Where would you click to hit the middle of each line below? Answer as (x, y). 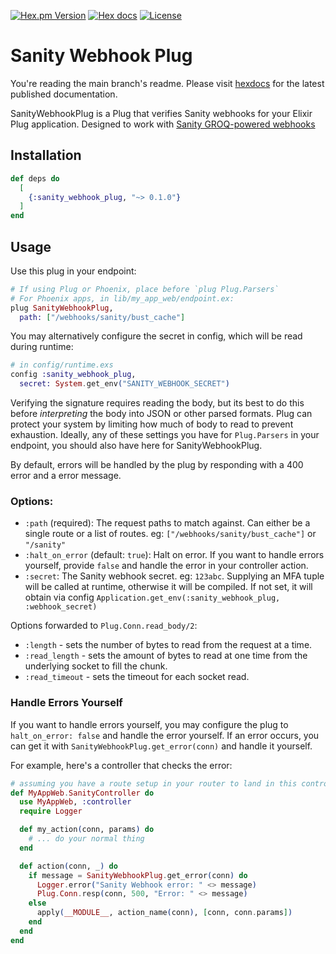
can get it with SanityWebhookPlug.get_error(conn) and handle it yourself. (161, 746)
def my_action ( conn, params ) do (87, 830)
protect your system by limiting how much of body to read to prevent (152, 424)
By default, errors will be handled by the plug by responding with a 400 (157, 465)
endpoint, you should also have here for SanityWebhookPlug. (136, 446)
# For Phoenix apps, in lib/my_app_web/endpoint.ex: (122, 298)
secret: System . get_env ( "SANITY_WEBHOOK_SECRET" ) (124, 384)
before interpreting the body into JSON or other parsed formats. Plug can (161, 414)
